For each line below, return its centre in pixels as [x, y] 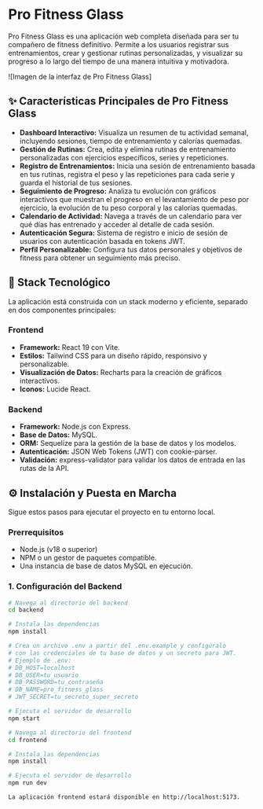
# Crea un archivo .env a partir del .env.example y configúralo [117, 646]
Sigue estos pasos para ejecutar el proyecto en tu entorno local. [112, 512]
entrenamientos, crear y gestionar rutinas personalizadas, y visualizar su [126, 53]
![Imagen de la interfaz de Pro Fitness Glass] [80, 76]
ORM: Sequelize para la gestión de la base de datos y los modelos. [128, 443]
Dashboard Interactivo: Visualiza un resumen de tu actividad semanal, [134, 132]
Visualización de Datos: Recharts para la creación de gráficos [121, 372]
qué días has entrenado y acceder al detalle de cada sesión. [117, 224]
